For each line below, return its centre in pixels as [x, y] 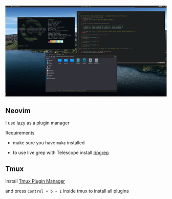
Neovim [18, 110]
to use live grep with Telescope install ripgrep [61, 153]
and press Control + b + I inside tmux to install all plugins [67, 191]
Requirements [20, 133]
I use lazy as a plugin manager [37, 123]
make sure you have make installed [49, 143]
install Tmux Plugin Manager [35, 181]
